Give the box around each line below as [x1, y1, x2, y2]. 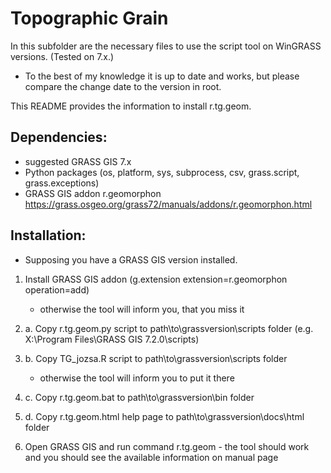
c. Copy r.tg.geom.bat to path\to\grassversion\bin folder [24, 391, 255, 403]
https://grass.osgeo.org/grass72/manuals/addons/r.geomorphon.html [24, 198, 313, 210]
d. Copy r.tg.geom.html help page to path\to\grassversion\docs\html [24, 410, 305, 422]
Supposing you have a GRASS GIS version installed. [24, 253, 238, 266]
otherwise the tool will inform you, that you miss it [39, 303, 245, 315]
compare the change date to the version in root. [24, 80, 222, 92]
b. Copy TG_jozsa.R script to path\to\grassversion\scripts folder [24, 352, 288, 364]
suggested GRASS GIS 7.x [24, 155, 132, 167]
